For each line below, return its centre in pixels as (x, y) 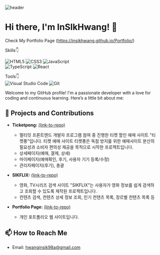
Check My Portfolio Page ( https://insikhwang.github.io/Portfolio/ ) (70, 40)
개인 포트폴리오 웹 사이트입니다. (49, 217)
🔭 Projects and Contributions (49, 113)
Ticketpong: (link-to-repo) (39, 125)
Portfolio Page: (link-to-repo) (41, 207)
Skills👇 (12, 50)
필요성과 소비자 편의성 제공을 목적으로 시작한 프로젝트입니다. (76, 147)
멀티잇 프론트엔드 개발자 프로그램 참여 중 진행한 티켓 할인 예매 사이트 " (85, 135)
